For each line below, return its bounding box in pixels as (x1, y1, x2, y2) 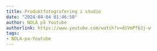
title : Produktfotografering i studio (6, 8, 101, 15)
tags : (6, 30, 19, 36)
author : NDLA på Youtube (6, 19, 67, 25)
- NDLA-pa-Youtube (6, 36, 51, 42)
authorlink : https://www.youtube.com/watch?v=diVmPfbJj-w (6, 25, 151, 31)
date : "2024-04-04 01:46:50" (6, 14, 78, 20)
